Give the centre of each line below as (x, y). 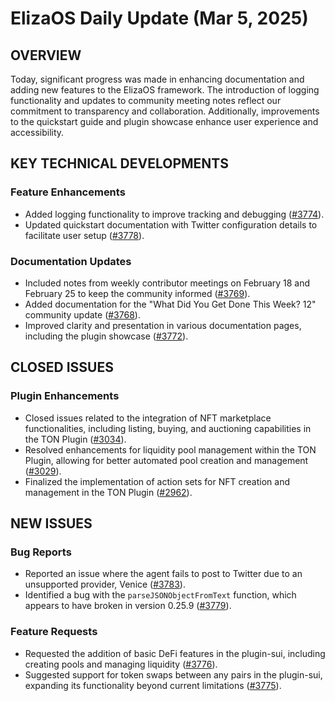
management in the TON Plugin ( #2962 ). (108, 492)
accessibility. (37, 132)
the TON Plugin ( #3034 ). (75, 439)
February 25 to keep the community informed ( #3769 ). (137, 293)
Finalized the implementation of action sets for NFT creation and (157, 481)
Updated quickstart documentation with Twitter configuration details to (171, 224)
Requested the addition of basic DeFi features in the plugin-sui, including (175, 653)
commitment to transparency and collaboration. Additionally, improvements (165, 111)
